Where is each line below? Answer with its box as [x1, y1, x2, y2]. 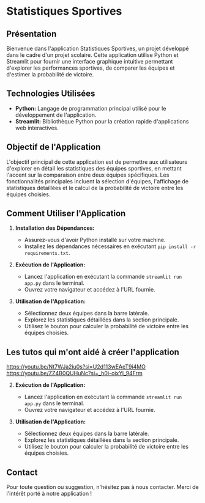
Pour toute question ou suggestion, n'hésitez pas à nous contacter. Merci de [6, 483, 199, 491]
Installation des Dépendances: [15, 224, 95, 232]
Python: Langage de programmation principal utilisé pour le [15, 105, 166, 112]
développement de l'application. [15, 111, 97, 119]
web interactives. [15, 124, 59, 131]
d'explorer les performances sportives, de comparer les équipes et [6, 64, 175, 72]
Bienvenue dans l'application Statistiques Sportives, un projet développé [6, 45, 189, 52]
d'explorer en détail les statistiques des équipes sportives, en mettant [6, 164, 182, 172]
